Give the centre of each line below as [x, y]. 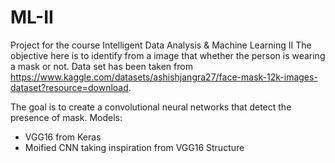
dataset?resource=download [69, 87]
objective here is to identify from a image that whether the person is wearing [168, 55]
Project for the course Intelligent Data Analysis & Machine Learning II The [161, 45]
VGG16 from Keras [63, 137]
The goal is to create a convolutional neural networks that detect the [151, 107]
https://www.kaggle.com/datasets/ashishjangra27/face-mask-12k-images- [164, 77]
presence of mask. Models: [66, 117]
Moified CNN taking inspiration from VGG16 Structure [134, 147]
